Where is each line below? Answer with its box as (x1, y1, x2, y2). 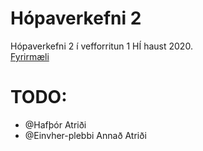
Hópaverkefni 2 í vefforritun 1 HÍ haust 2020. (10, 40, 193, 52)
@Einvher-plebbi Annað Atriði (24, 129, 147, 141)
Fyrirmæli (10, 50, 50, 62)
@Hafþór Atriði (24, 118, 87, 131)
